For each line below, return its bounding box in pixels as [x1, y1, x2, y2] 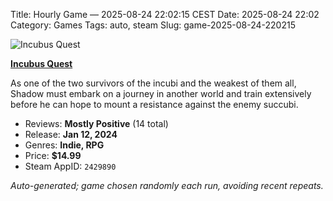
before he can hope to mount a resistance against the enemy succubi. [10, 99, 299, 110]
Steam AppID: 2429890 [24, 160, 117, 172]
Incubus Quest [10, 58, 73, 69]
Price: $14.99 [24, 150, 82, 161]
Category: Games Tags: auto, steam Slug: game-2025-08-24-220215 [10, 19, 296, 31]
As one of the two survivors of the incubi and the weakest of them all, [10, 77, 297, 89]
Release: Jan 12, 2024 [24, 129, 118, 140]
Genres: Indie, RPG [24, 139, 105, 151]
